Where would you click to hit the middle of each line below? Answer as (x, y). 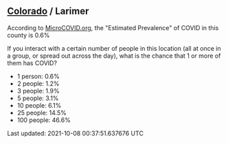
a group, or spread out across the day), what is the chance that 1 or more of (114, 56)
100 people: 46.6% (44, 120)
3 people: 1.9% (38, 91)
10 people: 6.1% (39, 105)
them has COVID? (32, 63)
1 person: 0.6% (38, 76)
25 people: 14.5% (42, 112)
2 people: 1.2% (38, 83)
